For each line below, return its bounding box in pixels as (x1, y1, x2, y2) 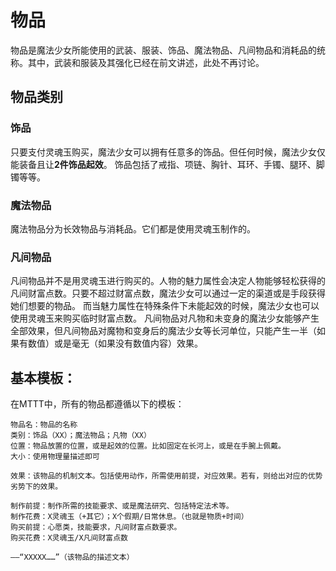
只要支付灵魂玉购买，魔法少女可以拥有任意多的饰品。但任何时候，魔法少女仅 (10, 146, 326, 158)
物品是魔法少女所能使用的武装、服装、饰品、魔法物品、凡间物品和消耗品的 (10, 44, 317, 56)
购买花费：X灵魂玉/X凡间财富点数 (10, 533, 128, 543)
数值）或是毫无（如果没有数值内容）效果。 (27, 337, 203, 350)
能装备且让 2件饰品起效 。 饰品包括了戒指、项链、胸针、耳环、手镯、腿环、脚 (10, 158, 325, 170)
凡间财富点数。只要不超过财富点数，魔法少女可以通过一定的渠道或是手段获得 (10, 287, 326, 300)
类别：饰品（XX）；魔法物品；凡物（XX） (10, 431, 152, 441)
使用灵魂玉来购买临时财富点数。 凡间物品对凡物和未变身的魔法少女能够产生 (10, 312, 320, 325)
